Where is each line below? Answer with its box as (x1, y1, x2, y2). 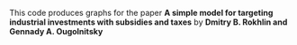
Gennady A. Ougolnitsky (9, 26, 103, 36)
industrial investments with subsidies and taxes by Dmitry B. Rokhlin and (9, 17, 288, 27)
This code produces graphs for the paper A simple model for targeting (9, 8, 274, 18)
